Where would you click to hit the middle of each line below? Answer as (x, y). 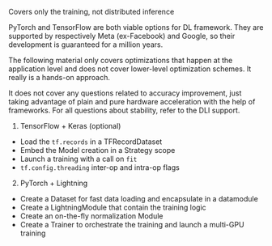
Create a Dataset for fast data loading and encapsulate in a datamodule (139, 199)
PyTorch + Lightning (54, 183)
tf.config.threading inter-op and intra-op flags (100, 168)
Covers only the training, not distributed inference (91, 12)
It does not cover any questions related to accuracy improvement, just (125, 93)
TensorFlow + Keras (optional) (70, 126)
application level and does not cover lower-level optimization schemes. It (130, 69)
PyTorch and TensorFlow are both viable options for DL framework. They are (136, 27)
